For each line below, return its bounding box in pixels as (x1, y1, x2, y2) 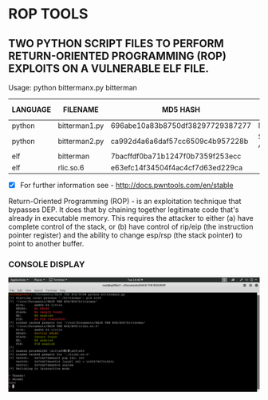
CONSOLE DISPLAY (8, 258, 85, 270)
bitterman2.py (57, 136, 104, 146)
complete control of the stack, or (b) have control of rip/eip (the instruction (8, 222, 254, 232)
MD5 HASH (162, 105, 201, 114)
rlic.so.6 (57, 162, 85, 172)
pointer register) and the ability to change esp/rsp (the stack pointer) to (8, 230, 242, 240)
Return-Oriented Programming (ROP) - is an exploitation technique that (8, 197, 242, 206)
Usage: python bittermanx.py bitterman (8, 83, 138, 92)
